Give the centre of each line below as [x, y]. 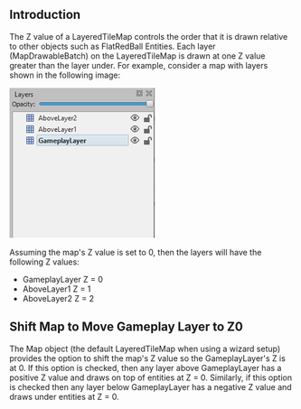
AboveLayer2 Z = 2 [58, 298]
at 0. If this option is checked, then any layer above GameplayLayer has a [146, 367]
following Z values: [44, 262]
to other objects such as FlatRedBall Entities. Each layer [113, 46]
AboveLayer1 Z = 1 [56, 289]
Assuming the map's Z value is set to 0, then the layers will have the [136, 252]
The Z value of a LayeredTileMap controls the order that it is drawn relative [149, 36]
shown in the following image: [65, 75]
